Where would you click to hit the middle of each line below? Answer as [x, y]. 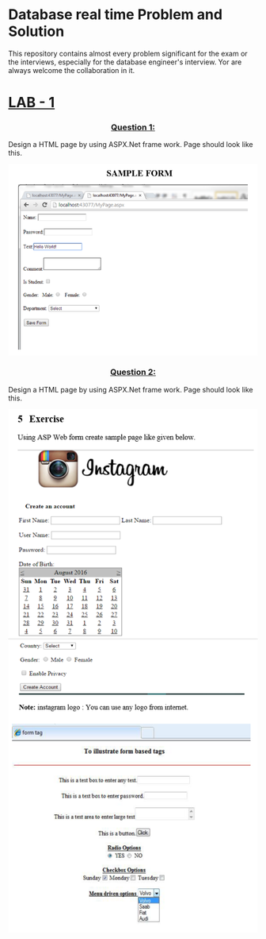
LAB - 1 [32, 103]
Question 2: [133, 373]
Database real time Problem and [116, 15]
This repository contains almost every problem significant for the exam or [128, 53]
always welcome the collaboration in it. [72, 70]
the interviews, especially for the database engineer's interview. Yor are [125, 62]
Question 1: [133, 127]
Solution [36, 31]
